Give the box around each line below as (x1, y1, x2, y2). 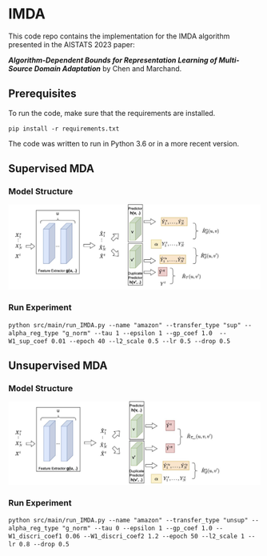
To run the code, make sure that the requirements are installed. (8, 108, 216, 118)
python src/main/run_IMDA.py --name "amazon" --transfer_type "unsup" (8, 517, 249, 525)
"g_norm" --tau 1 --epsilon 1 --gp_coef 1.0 (62, 329, 213, 337)
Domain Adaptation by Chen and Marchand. (34, 63, 182, 73)
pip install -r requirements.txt (8, 125, 120, 133)
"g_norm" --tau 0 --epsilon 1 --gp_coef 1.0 (62, 525, 213, 533)
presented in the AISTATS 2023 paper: (8, 39, 135, 49)
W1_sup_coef (8, 337, 48, 345)
